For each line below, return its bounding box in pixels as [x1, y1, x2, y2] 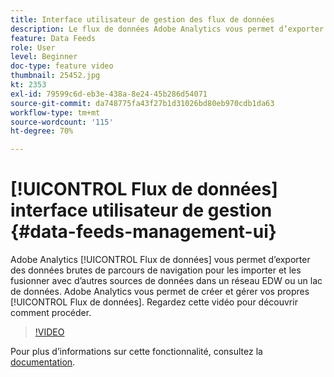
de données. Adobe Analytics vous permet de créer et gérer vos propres [10, 286, 310, 298]
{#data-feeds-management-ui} [10, 221, 277, 243]
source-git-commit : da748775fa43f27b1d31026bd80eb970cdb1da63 [10, 98, 275, 108]
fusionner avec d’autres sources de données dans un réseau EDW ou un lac [10, 275, 323, 287]
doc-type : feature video [10, 61, 114, 71]
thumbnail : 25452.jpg [10, 71, 101, 81]
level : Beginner [10, 52, 78, 62]
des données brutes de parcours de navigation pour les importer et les [10, 264, 302, 276]
